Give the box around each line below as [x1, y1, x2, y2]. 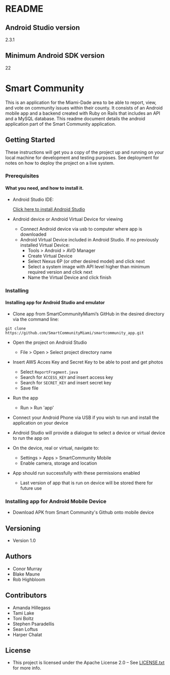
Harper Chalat [12, 631, 42, 637]
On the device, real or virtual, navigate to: [12, 445, 99, 451]
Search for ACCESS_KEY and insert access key [20, 374, 113, 380]
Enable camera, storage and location [20, 460, 97, 466]
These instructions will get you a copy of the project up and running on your [5, 149, 164, 155]
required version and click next [27, 269, 93, 275]
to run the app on [12, 435, 49, 441]
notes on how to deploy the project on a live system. [5, 160, 115, 166]
